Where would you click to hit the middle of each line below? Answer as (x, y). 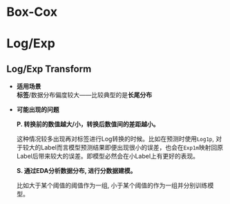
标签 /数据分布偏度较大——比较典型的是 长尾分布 (84, 95)
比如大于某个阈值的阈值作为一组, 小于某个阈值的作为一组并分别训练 (112, 185)
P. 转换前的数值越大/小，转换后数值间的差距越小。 (88, 124)
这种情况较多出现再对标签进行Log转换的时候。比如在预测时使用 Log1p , (115, 139)
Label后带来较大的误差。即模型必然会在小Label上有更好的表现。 (108, 156)
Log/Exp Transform (49, 69)
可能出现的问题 (38, 110)
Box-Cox (32, 12)
